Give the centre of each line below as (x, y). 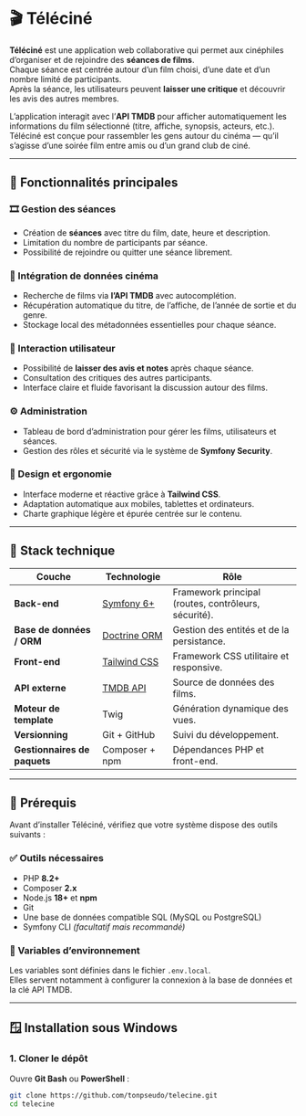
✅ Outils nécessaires (57, 858)
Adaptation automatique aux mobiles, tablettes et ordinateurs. (138, 503)
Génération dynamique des (230, 708)
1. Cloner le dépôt (49, 1058)
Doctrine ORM (133, 635)
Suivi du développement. (226, 734)
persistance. (199, 641)
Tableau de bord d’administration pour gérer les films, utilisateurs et (149, 431)
